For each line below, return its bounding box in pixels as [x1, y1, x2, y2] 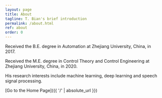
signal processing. [5, 78, 43, 84]
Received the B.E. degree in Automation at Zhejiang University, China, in [5, 44, 151, 49]
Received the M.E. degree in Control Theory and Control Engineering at [5, 58, 150, 64]
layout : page [5, 7, 32, 12]
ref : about [5, 25, 28, 30]
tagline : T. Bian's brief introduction [5, 16, 87, 21]
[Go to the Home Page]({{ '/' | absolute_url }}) [5, 88, 97, 93]
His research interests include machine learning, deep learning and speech [5, 73, 158, 78]
